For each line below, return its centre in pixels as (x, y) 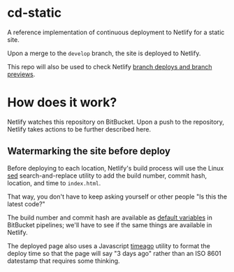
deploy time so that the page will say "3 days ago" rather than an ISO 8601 (114, 253)
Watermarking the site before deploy (89, 151)
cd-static (34, 13)
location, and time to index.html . (54, 182)
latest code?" (26, 203)
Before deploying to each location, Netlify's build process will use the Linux (116, 168)
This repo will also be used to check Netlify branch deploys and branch (110, 66)
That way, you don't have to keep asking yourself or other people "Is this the (117, 196)
